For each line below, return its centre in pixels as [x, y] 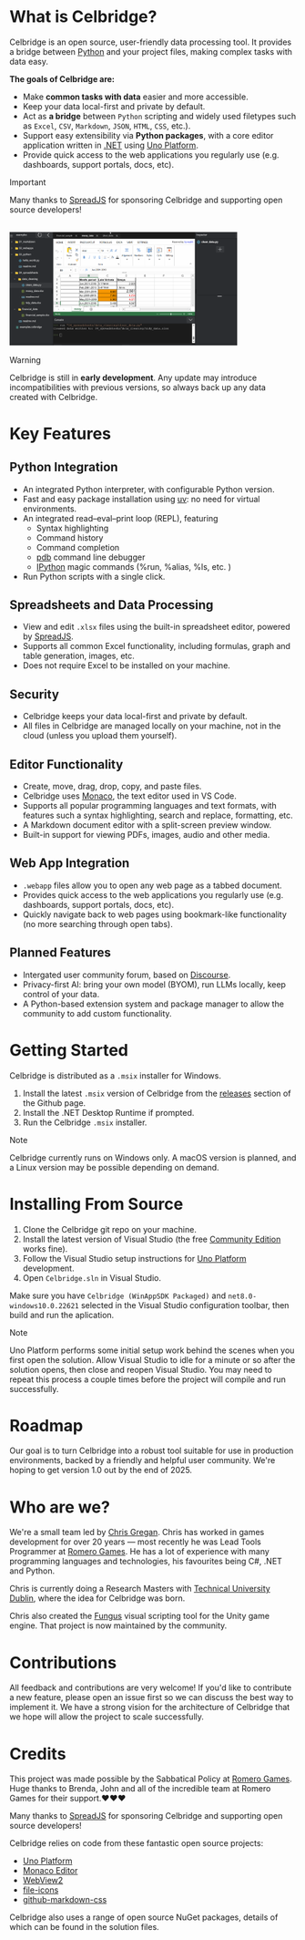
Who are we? [60, 1507]
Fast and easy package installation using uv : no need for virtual [141, 499]
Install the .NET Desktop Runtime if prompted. [108, 1112]
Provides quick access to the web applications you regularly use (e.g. [153, 894]
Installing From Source [97, 1204]
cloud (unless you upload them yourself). [100, 736]
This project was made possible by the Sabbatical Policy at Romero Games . [151, 1779]
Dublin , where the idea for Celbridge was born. [97, 1598]
